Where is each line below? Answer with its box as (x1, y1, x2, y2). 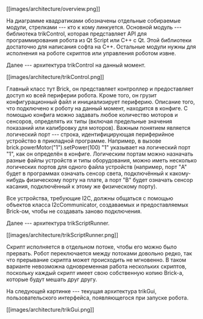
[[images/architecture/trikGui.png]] (6, 306, 94, 313)
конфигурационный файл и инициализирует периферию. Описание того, (6, 98, 195, 105)
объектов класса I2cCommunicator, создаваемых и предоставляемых (6, 201, 189, 208)
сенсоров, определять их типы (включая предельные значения (6, 118, 173, 125)
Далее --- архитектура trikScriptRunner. (6, 220, 110, 227)
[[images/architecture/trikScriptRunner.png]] (6, 231, 119, 238)
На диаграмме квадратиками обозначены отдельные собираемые (6, 17, 181, 24)
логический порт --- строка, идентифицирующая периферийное (6, 131, 175, 138)
